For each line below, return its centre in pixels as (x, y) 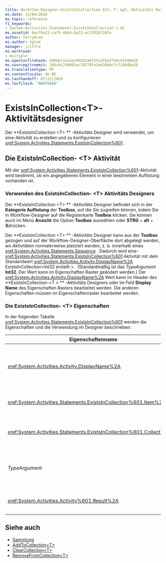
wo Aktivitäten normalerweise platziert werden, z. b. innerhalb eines (74, 245)
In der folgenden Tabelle (30, 316)
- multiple (16, 56)
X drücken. (16, 225)
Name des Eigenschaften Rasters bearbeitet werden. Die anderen (72, 287)
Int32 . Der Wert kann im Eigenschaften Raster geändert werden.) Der (76, 272)
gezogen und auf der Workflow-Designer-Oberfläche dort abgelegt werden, (83, 240)
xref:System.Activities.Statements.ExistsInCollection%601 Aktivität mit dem (82, 256)
